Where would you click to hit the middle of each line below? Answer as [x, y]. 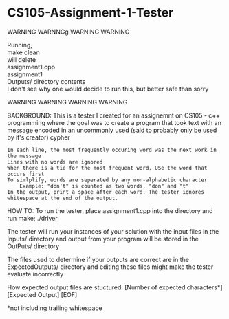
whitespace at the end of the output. [63, 198]
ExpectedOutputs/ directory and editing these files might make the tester [110, 267]
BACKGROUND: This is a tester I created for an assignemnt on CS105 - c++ [114, 115]
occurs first [26, 174]
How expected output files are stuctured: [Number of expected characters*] [115, 287]
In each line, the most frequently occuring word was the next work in [112, 150]
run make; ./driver [33, 218]
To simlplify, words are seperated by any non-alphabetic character [107, 180]
